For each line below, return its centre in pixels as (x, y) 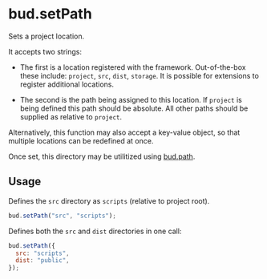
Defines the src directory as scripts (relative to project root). (109, 200)
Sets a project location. (47, 36)
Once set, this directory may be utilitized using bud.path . (102, 156)
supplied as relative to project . (71, 116)
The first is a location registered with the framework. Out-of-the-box (133, 67)
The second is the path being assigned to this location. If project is (131, 99)
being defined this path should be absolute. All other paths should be (134, 108)
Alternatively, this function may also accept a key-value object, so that (124, 132)
